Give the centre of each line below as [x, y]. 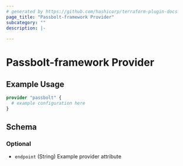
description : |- [26, 28]
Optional [19, 144]
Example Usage [35, 84]
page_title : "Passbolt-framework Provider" [60, 17]
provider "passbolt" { [34, 98]
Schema [21, 127]
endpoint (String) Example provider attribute [68, 157]
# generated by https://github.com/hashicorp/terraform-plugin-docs [92, 11]
